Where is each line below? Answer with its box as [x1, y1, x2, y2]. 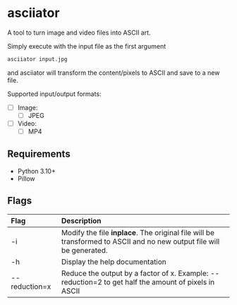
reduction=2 [61, 277, 102, 287]
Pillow [17, 174, 35, 183]
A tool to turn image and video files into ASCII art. [7, 28, 151, 37]
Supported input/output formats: [7, 90, 102, 98]
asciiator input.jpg [7, 55, 68, 63]
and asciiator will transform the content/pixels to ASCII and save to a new [7, 68, 220, 77]
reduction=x [11, 281, 51, 291]
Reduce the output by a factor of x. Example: [61, 268, 209, 278]
